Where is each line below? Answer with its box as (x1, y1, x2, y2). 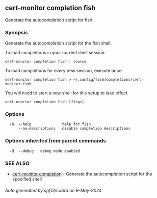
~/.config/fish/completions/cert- (73, 77, 144, 82)
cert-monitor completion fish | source (5, 59, 87, 64)
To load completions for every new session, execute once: (5, 68, 123, 74)
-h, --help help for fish (9, 122, 91, 127)
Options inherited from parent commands (5, 137, 106, 144)
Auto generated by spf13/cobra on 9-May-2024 (5, 187, 102, 193)
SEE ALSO (5, 160, 30, 167)
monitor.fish (5, 82, 32, 87)
